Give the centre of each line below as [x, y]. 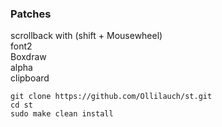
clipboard [30, 78]
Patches [31, 14]
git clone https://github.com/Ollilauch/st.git [111, 97]
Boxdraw [28, 57]
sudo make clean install [62, 114]
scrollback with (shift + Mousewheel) [86, 36]
